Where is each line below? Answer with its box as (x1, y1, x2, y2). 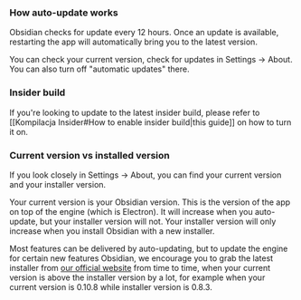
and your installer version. (9, 179, 107, 189)
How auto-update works (9, 6, 119, 19)
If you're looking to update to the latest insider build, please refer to (9, 107, 260, 118)
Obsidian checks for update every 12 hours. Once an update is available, (9, 27, 279, 38)
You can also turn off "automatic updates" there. (9, 63, 190, 74)
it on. (9, 126, 29, 137)
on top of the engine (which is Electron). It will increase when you (9, 206, 253, 217)
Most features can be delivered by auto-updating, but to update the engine (9, 243, 288, 254)
